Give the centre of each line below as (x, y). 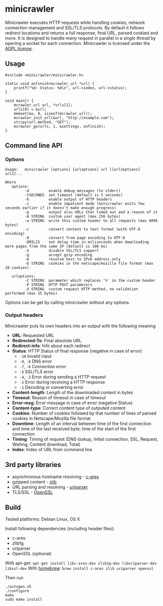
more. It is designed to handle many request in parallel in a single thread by (81, 38)
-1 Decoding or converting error (51, 387)
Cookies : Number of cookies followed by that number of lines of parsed (84, 413)
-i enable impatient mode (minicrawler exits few (85, 204)
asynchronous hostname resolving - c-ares (55, 477)
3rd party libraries (33, 465)
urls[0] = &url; (30, 109)
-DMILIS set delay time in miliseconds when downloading (87, 242)
